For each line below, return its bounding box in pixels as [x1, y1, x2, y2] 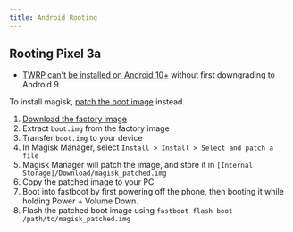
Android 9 [21, 79, 60, 90]
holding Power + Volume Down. [21, 195, 138, 206]
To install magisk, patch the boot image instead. [9, 96, 186, 107]
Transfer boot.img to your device [21, 133, 143, 144]
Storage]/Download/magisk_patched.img [21, 169, 167, 178]
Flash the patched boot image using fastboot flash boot [21, 205, 233, 216]
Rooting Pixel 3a [9, 46, 101, 62]
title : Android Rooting [9, 12, 98, 22]
